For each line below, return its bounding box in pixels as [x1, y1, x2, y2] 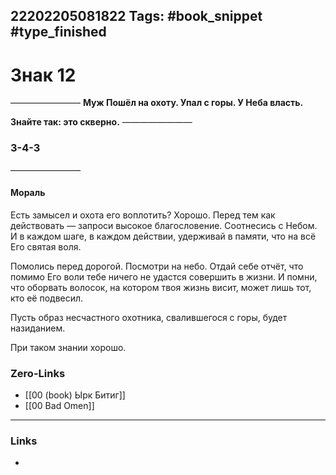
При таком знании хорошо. [10, 341, 127, 353]
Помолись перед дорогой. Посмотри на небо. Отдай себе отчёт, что [10, 260, 304, 272]
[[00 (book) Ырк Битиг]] [24, 389, 126, 401]
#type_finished [10, 24, 107, 41]
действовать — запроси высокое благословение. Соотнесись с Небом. [10, 219, 318, 231]
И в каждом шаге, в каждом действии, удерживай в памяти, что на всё [10, 230, 317, 242]
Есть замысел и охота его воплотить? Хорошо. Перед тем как [10, 209, 276, 221]
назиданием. [10, 322, 66, 334]
